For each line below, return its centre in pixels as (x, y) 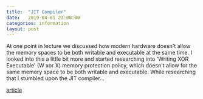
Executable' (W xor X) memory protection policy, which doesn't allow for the (102, 66)
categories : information (38, 23)
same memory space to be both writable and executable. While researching (101, 72)
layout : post (23, 29)
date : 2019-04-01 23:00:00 (43, 18)
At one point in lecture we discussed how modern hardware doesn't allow (98, 46)
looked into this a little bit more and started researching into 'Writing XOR (98, 59)
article (14, 90)
